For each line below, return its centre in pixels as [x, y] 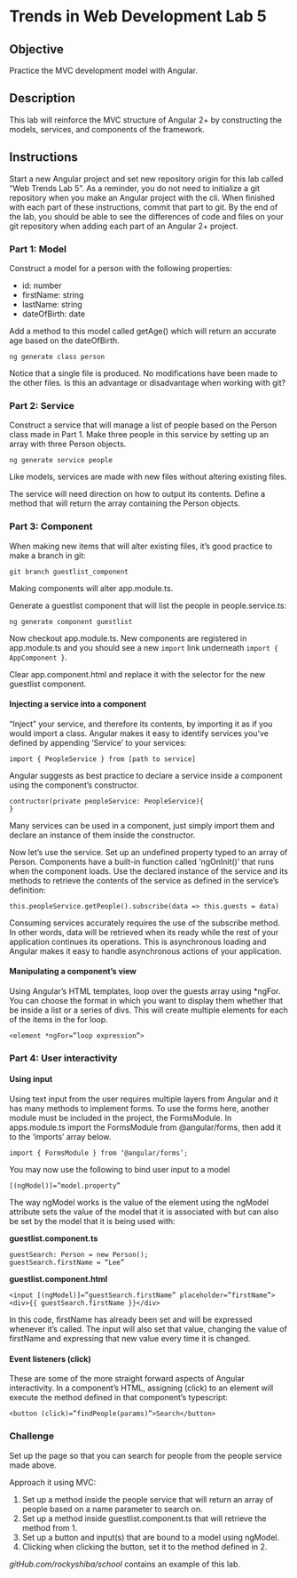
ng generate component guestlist [71, 621]
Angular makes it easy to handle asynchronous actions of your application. [145, 951]
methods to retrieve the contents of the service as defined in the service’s [144, 880]
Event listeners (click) [50, 1358]
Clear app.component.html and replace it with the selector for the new [137, 674]
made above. [33, 1465]
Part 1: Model [38, 249]
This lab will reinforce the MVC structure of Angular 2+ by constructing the [145, 120]
